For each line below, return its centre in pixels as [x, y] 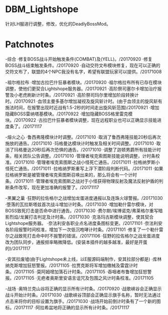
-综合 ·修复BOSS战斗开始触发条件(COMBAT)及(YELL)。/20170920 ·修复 [79, 59]
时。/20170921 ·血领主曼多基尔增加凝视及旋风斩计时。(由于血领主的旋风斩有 [84, 101]
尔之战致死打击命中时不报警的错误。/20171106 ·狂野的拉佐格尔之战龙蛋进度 [82, 235]
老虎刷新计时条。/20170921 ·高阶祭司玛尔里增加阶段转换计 [78, 95]
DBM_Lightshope [42, 9]
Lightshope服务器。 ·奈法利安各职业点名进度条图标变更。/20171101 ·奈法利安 [84, 223]
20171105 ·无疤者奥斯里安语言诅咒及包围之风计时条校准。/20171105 [85, 278]
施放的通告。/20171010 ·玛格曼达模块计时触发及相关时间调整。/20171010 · [81, 143]
